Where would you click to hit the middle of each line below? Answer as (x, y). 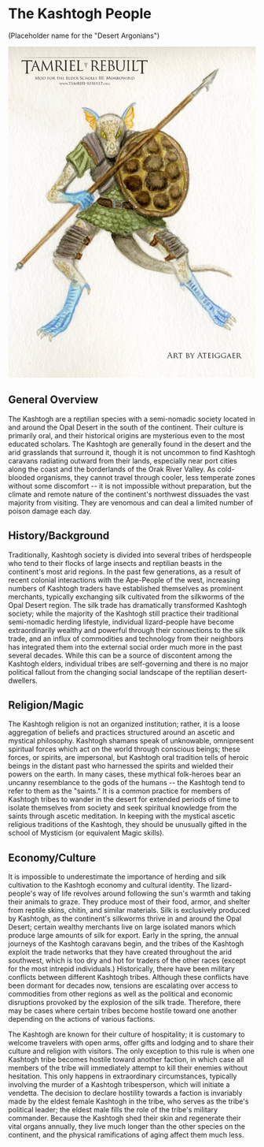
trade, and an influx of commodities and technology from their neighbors (126, 639)
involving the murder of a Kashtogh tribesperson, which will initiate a (119, 1085)
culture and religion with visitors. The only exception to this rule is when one (132, 1051)
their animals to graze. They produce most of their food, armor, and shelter (129, 902)
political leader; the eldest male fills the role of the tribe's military (113, 1110)
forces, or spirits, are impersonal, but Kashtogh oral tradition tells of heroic (128, 758)
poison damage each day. (50, 511)
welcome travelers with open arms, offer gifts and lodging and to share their (131, 1043)
